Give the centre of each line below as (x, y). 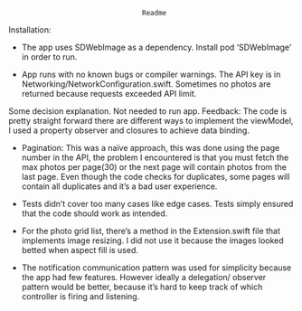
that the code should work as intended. (94, 213)
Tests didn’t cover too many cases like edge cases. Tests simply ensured (157, 204)
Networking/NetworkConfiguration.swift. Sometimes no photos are (146, 84)
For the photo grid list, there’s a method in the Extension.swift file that (151, 231)
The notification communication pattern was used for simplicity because (156, 268)
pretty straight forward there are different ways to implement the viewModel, (151, 121)
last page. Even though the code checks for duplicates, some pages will (156, 177)
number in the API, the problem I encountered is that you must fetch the (155, 157)
